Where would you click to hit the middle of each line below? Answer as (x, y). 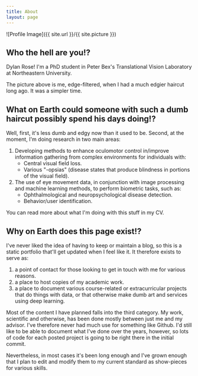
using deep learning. (40, 301)
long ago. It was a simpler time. (44, 91)
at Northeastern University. (39, 73)
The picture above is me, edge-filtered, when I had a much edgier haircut (95, 85)
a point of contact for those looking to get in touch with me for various (100, 269)
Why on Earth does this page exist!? (74, 231)
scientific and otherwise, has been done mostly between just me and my (95, 319)
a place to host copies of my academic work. (69, 282)
